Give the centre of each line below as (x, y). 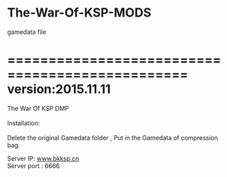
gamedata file (27, 32)
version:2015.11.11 (59, 90)
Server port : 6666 (34, 166)
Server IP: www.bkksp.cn (43, 158)
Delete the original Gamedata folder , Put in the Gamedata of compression (112, 138)
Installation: (24, 123)
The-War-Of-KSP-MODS (79, 13)
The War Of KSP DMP (38, 108)
